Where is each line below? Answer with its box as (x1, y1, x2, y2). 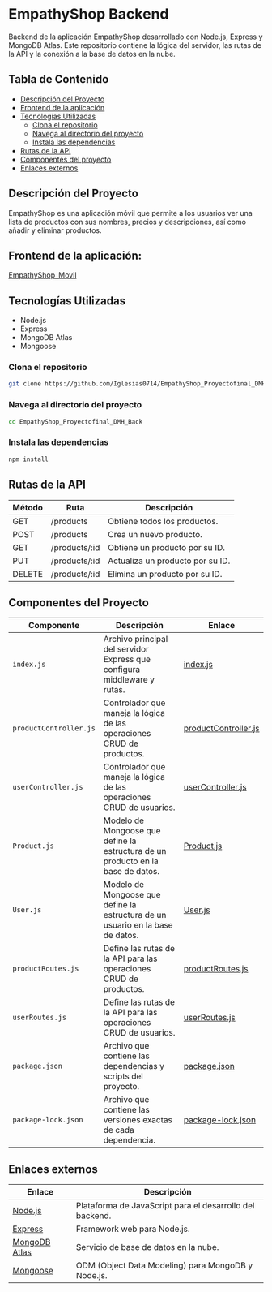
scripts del (103, 1070, 143, 1082)
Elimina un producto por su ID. (108, 568, 223, 579)
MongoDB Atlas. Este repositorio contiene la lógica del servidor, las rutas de (8, 40, 261, 50)
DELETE (12, 568, 43, 579)
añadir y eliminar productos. (8, 225, 103, 235)
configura (103, 664, 140, 675)
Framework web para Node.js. (75, 1223, 190, 1234)
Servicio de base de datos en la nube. (75, 1242, 219, 1253)
